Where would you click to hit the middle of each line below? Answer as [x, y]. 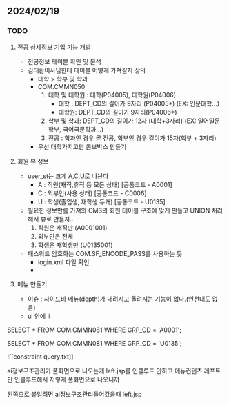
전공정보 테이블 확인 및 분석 [64, 61]
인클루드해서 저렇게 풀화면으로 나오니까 [67, 379]
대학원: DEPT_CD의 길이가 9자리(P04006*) [118, 112]
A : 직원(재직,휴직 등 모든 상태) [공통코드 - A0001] [105, 184]
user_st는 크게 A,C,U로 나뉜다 [68, 176]
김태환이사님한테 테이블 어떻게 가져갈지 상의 [87, 70]
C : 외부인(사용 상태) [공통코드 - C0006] [92, 193]
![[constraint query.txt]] [40, 356]
